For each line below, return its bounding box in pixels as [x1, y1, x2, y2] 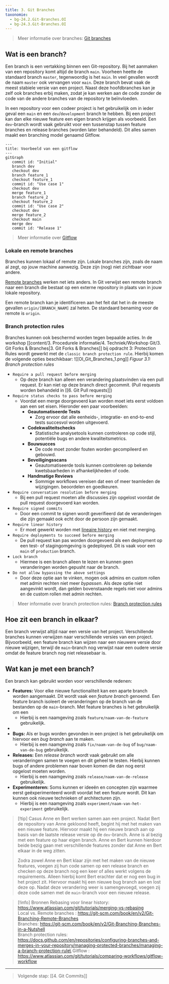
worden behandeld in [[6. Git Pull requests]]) [20, 387, 112, 393]
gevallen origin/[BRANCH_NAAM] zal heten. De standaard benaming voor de [5, 305, 158, 311]
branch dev [12, 164, 35, 169]
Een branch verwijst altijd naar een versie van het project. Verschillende [5, 629, 154, 635]
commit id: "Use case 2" [12, 204, 64, 209]
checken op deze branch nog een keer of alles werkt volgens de [17, 868, 151, 874]
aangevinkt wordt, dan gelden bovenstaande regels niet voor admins [20, 585, 162, 591]
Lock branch [12, 554, 38, 559]
